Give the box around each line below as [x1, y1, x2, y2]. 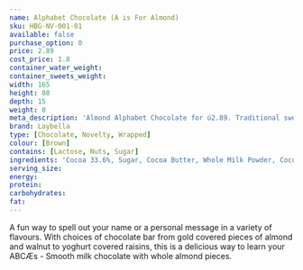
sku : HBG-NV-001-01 [9, 22, 83, 31]
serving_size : [9, 164, 63, 173]
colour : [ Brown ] [9, 139, 70, 148]
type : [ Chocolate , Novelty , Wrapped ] [9, 130, 151, 139]
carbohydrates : [9, 189, 67, 198]
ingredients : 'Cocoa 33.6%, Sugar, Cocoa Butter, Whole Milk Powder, [9, 155, 277, 165]
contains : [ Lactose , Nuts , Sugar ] [9, 147, 140, 156]
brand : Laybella [9, 122, 70, 131]
